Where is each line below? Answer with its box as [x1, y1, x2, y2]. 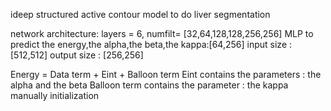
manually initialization [10, 90, 100, 101]
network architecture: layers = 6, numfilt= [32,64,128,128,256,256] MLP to [10, 28, 314, 39]
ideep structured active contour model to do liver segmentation [10, 9, 271, 20]
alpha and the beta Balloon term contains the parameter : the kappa [10, 79, 289, 91]
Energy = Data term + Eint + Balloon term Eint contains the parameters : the [10, 69, 322, 80]
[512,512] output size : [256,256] [10, 49, 144, 61]
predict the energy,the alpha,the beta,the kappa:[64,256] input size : [10, 39, 293, 50]
